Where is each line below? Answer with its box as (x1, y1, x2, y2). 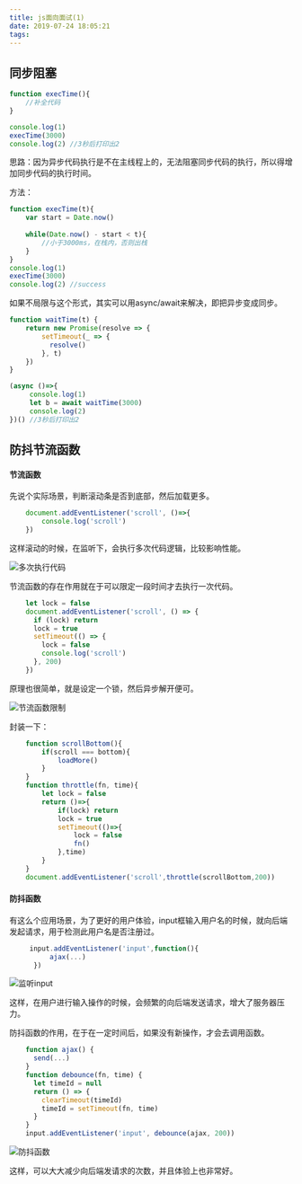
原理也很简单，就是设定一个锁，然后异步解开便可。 (9, 683, 199, 694)
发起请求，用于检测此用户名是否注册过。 (9, 926, 159, 937)
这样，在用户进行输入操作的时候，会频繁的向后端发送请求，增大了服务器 (9, 997, 277, 1008)
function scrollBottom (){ (25, 738, 123, 748)
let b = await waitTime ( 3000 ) (29, 399, 143, 408)
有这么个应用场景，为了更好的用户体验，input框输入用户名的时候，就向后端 (9, 915, 289, 925)
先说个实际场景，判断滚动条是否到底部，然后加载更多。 (9, 490, 214, 501)
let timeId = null (32, 1079, 102, 1088)
